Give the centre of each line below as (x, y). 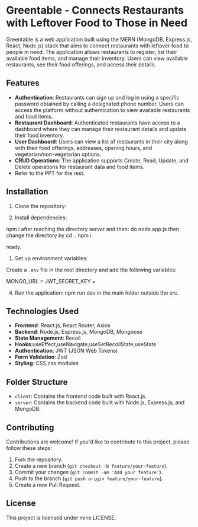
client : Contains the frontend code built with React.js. (80, 396)
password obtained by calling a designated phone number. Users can (99, 104)
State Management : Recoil (48, 338)
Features (23, 83)
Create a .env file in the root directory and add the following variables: (91, 270)
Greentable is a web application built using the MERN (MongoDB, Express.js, (99, 39)
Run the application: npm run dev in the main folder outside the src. (97, 293)
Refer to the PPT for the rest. (50, 173)
